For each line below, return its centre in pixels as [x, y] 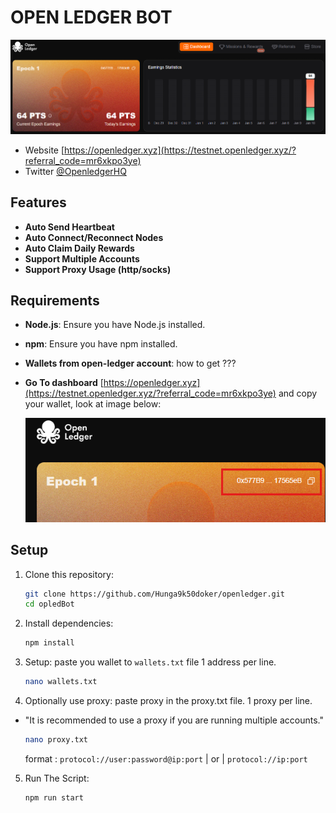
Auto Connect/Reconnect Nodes [94, 237]
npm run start [54, 797]
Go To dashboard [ [64, 383]
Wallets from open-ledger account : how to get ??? [130, 363]
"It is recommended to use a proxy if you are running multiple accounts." [174, 720]
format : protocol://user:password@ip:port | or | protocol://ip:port [166, 758]
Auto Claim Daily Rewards [79, 248]
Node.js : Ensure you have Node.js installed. [115, 325]
